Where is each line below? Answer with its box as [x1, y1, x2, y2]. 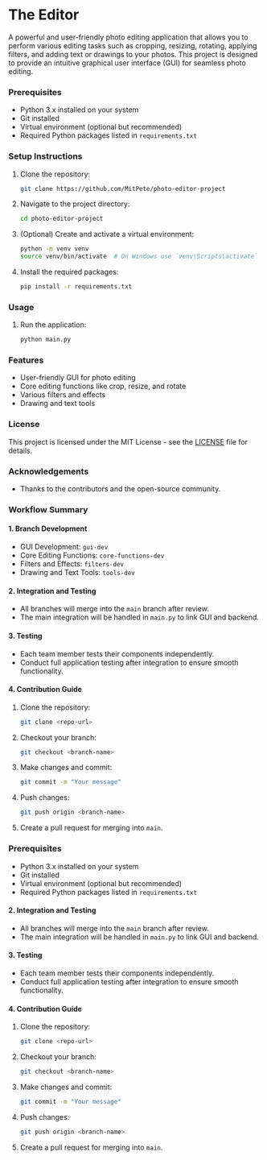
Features [8, 354, 44, 366]
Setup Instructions [8, 151, 83, 162]
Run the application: [19, 320, 87, 329]
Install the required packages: [19, 267, 119, 277]
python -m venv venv [19, 245, 89, 253]
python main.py [19, 336, 72, 344]
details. [8, 445, 33, 455]
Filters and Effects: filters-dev [19, 559, 125, 569]
